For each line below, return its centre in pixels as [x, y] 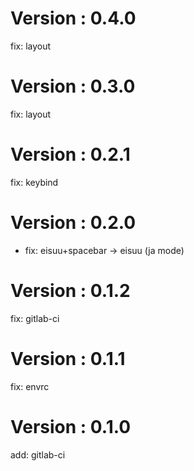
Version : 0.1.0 [71, 426]
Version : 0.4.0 [73, 18]
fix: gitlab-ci [35, 318]
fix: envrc [30, 386]
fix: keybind [34, 182]
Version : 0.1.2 [70, 290]
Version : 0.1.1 [68, 358]
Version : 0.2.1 [70, 154]
